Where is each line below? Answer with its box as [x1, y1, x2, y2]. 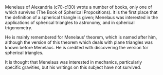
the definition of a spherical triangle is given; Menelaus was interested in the [5, 15, 158, 20]
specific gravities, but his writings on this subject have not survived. [5, 64, 142, 70]
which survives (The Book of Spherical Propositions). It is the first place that [5, 9, 158, 15]
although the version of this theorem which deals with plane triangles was [5, 39, 153, 45]
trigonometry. [5, 25, 33, 31]
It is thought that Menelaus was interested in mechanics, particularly [5, 59, 142, 65]
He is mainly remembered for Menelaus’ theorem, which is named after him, [5, 34, 157, 40]
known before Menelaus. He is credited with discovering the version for [5, 45, 148, 50]
